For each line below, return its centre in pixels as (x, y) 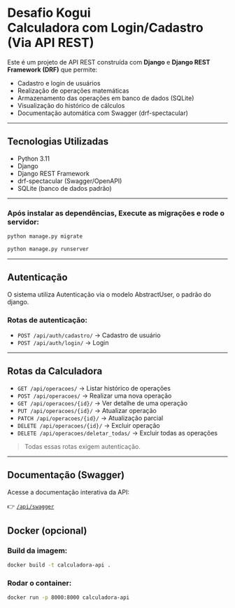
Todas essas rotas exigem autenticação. (83, 446)
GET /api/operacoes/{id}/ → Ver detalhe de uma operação (102, 403)
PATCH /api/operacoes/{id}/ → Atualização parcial (90, 418)
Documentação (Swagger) (66, 475)
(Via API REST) (51, 43)
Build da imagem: (37, 550)
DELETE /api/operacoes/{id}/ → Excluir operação (88, 425)
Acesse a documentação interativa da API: (69, 492)
